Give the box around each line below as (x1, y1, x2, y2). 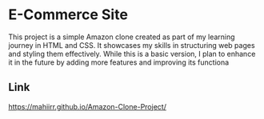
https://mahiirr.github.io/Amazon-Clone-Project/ (8, 101, 166, 111)
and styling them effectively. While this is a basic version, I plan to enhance (8, 49, 256, 58)
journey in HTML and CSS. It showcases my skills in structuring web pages (8, 40, 255, 50)
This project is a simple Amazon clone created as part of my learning (8, 32, 235, 42)
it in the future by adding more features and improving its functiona (8, 58, 230, 67)
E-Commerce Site (8, 6, 128, 24)
